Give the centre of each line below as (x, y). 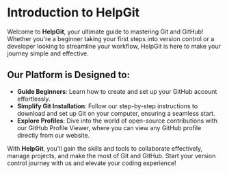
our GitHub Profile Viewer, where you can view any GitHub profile (109, 127)
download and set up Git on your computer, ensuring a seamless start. (116, 113)
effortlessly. (34, 99)
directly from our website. (53, 135)
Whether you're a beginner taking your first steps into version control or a (111, 38)
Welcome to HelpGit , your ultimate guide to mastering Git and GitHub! (105, 32)
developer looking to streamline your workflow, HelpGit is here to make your (114, 46)
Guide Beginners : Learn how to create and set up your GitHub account (117, 91)
